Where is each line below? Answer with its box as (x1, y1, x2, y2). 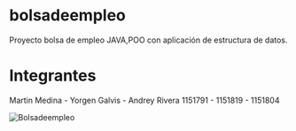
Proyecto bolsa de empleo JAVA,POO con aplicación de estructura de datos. (9, 35, 288, 45)
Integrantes (9, 65, 97, 86)
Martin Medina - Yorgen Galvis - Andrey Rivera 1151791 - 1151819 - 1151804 (9, 95, 280, 105)
